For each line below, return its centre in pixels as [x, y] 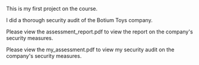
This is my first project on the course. [52, 9]
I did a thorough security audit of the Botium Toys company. [79, 20]
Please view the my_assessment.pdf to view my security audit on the [90, 49]
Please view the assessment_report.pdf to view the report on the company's [99, 32]
